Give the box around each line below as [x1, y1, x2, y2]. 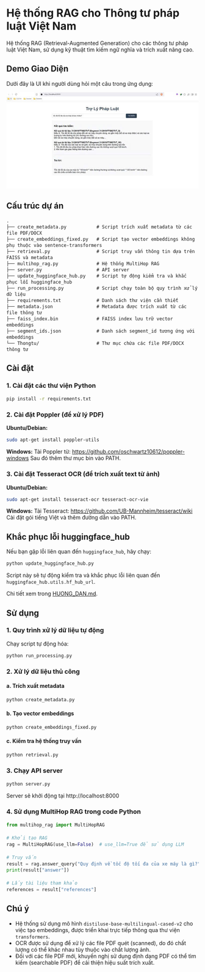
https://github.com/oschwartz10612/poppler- [72, 448, 185, 456]
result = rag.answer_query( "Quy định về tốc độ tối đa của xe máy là [6, 861, 187, 867]
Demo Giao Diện [6, 64, 69, 74]
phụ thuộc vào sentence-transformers [6, 242, 103, 248]
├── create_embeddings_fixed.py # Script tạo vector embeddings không [6, 236, 195, 242]
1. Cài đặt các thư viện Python [6, 381, 96, 390]
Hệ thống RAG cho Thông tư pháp [6, 6, 180, 20]
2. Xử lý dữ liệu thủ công [6, 667, 81, 676]
